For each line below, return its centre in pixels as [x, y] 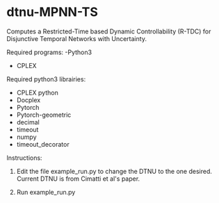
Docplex [29, 100]
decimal [28, 122]
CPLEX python [37, 92]
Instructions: [24, 158]
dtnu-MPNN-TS [52, 12]
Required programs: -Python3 [49, 52]
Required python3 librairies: [46, 79]
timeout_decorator [43, 144]
